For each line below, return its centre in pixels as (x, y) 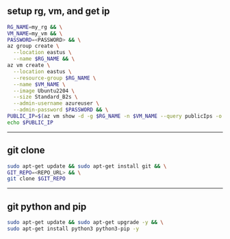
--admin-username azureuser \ (56, 103)
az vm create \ (29, 65)
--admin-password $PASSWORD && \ (61, 110)
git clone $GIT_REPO (37, 179)
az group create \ (33, 46)
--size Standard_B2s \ (46, 97)
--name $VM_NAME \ (40, 84)
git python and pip (47, 206)
